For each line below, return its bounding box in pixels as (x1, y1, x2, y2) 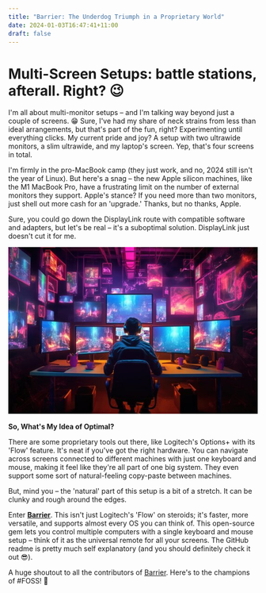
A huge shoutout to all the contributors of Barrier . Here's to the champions (8, 568, 251, 577)
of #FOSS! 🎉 (8, 576, 49, 586)
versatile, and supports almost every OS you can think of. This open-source (8, 518, 255, 528)
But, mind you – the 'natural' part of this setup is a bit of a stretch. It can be (8, 487, 253, 496)
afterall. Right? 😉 (8, 82, 124, 99)
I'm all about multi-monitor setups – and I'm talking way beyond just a (8, 108, 235, 117)
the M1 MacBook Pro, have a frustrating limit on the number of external (8, 183, 239, 192)
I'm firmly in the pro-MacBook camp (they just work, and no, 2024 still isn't (8, 165, 253, 175)
